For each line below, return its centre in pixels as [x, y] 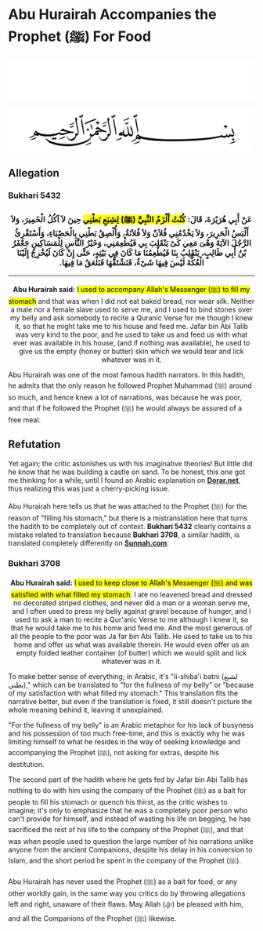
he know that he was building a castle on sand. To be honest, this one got [127, 472]
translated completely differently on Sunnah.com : [89, 542]
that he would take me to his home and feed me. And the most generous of [131, 628]
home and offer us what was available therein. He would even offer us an [131, 644]
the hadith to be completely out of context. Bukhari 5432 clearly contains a [130, 526]
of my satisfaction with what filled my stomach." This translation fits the [123, 693]
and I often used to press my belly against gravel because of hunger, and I [131, 611]
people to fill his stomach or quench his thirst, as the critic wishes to [118, 802]
